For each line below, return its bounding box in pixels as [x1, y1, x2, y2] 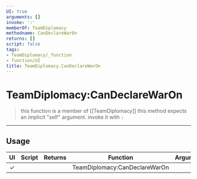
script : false [6, 42, 41, 47]
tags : [6, 47, 19, 53]
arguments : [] [6, 14, 41, 20]
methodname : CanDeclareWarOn [6, 30, 77, 36]
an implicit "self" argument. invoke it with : [20, 113, 124, 121]
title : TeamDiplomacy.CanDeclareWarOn [6, 63, 101, 69]
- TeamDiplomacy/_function [6, 52, 72, 58]
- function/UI [6, 57, 41, 63]
